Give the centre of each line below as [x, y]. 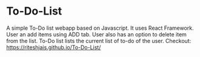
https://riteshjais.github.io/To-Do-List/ [54, 47]
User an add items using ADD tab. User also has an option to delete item [96, 34]
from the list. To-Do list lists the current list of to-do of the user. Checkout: [99, 41]
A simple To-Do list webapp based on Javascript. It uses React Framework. [100, 28]
